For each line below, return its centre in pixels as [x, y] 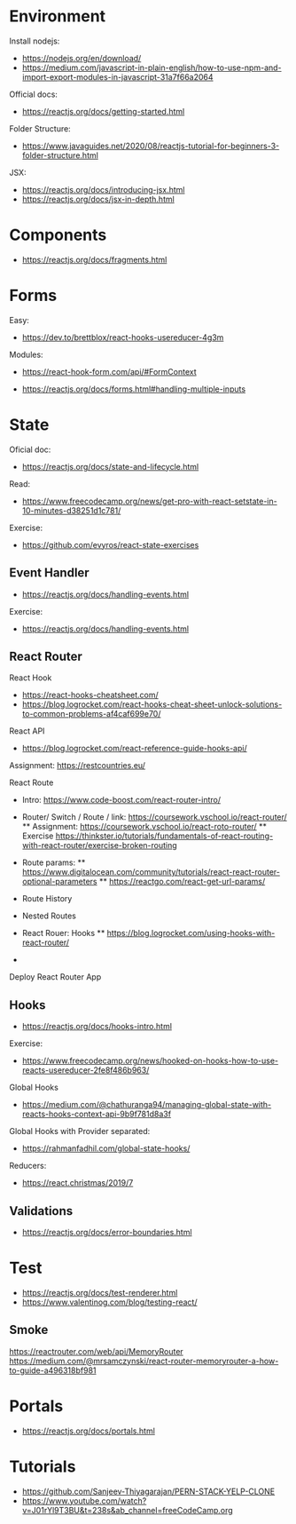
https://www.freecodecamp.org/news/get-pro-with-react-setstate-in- [149, 501]
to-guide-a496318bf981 [53, 1370]
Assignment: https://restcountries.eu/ [78, 766]
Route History [47, 899]
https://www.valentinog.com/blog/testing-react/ [109, 1302]
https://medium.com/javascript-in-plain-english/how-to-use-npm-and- [152, 67]
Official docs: [33, 94]
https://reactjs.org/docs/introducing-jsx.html [103, 189]
